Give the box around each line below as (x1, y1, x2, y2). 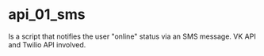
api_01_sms (8, 6, 86, 24)
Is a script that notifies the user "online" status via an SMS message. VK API (8, 32, 256, 41)
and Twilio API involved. (8, 39, 86, 49)
